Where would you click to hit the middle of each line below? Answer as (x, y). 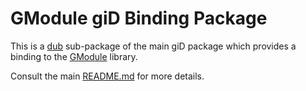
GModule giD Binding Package (139, 18)
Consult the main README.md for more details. (107, 76)
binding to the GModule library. (74, 56)
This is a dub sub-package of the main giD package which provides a (153, 46)
